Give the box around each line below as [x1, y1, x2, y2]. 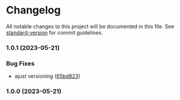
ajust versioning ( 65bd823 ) [14, 73, 81, 80]
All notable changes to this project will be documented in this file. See [6, 23, 175, 30]
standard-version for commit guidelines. [6, 29, 103, 36]
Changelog [6, 4, 61, 17]
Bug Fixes [6, 59, 35, 67]
